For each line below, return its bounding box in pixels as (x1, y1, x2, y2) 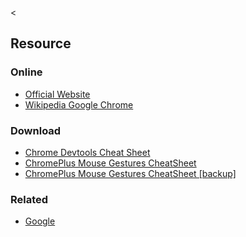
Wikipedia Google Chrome (24, 98, 134, 111)
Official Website (24, 88, 91, 100)
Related (10, 192, 49, 206)
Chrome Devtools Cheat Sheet (24, 146, 151, 158)
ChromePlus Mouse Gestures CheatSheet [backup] (24, 167, 237, 179)
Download (10, 123, 62, 137)
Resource (10, 35, 72, 52)
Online (10, 65, 43, 79)
